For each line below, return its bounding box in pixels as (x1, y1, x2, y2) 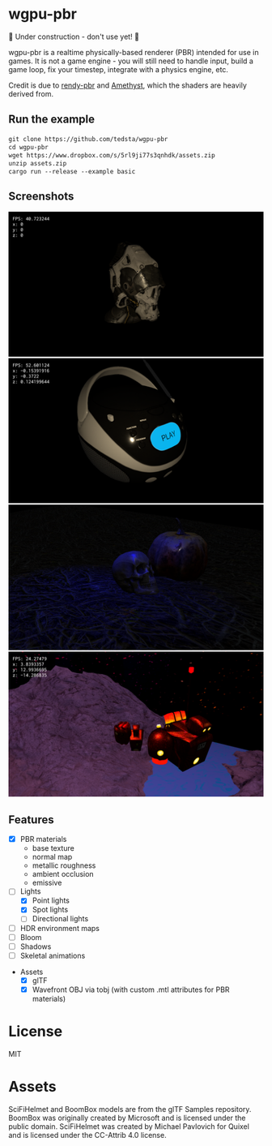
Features (8, 813, 54, 826)
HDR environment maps (19, 923, 100, 933)
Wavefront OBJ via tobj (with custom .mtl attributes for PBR (32, 985, 230, 994)
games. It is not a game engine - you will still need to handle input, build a (8, 56, 253, 66)
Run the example (8, 113, 96, 127)
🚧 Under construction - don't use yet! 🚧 (8, 32, 140, 41)
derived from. (8, 88, 54, 98)
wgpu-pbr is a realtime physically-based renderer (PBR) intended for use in (8, 47, 259, 57)
